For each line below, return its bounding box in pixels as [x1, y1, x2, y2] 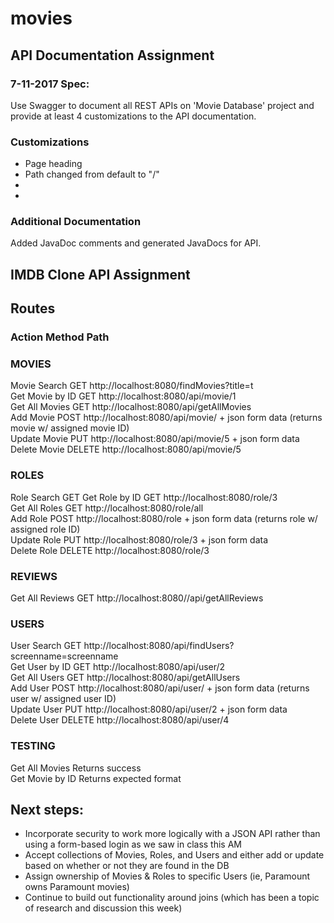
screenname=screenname [10, 650, 119, 662]
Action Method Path [10, 330, 110, 344]
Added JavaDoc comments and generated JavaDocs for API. [10, 237, 262, 249]
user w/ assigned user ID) [10, 693, 117, 705]
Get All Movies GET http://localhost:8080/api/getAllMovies [10, 401, 252, 413]
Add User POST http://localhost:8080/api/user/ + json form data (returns [10, 682, 310, 694]
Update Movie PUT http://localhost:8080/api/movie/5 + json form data [10, 433, 300, 445]
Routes [10, 300, 56, 317]
